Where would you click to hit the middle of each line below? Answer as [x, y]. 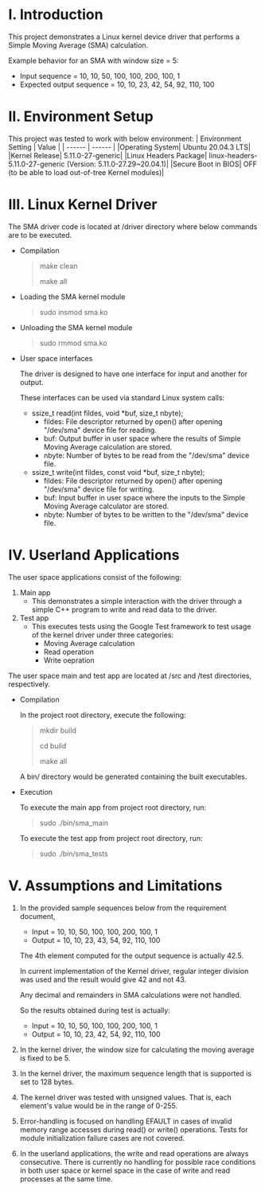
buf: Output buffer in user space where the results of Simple [142, 438]
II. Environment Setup [81, 117]
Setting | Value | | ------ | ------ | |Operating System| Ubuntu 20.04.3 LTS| [129, 147]
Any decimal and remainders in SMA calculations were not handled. [131, 994]
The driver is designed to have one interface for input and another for [134, 374]
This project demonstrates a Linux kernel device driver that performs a [124, 37]
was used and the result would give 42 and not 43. [103, 979]
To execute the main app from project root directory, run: [113, 807]
